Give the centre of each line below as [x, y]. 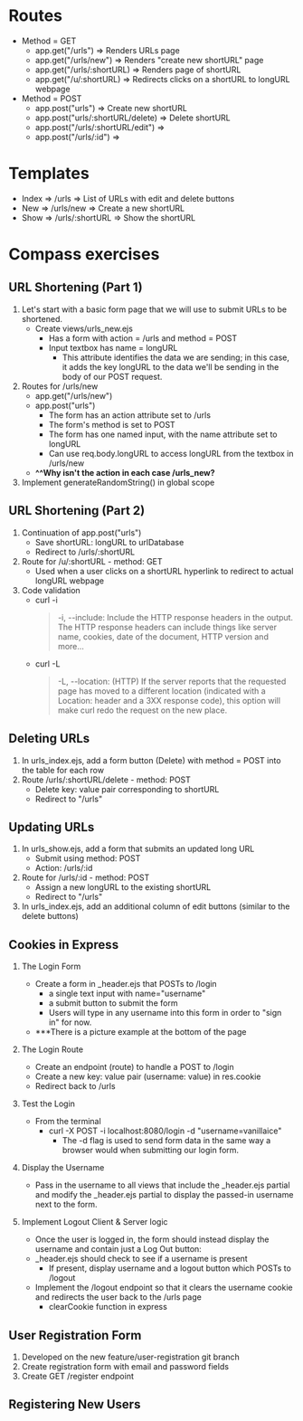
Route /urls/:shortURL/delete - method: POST [106, 780]
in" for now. [70, 1022]
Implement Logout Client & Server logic [95, 1222]
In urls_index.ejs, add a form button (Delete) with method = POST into [151, 760]
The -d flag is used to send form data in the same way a [166, 1141]
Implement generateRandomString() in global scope [118, 482]
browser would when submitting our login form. [151, 1151]
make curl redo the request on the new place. [142, 710]
